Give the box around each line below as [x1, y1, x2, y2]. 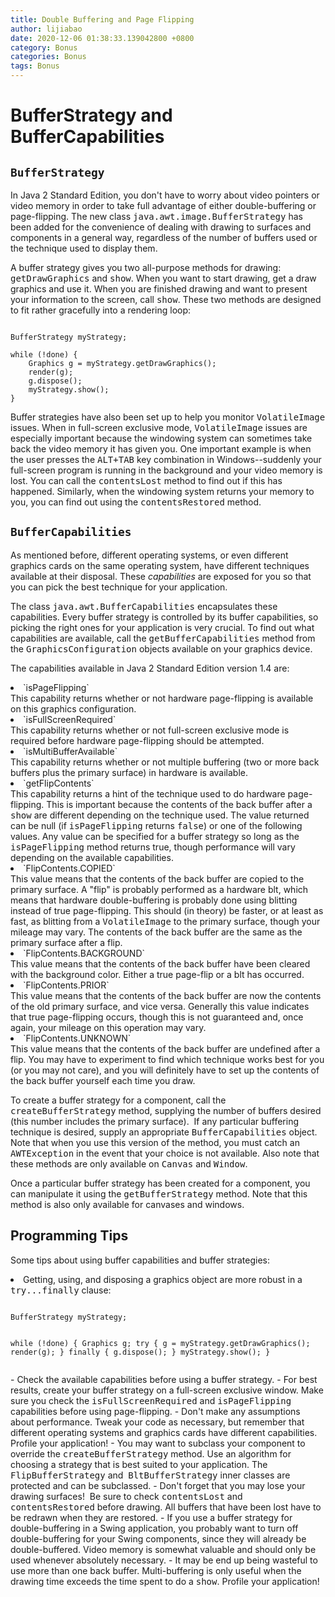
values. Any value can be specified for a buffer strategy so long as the [10, 830, 300, 842]
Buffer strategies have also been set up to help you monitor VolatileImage [10, 411, 326, 423]
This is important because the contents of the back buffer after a [46, 798, 313, 810]
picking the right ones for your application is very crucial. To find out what [10, 621, 315, 633]
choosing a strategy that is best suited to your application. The [10, 1458, 268, 1470]
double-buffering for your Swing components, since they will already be [10, 1532, 307, 1545]
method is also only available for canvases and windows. [10, 1198, 245, 1210]
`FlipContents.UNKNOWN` [23, 1032, 132, 1044]
